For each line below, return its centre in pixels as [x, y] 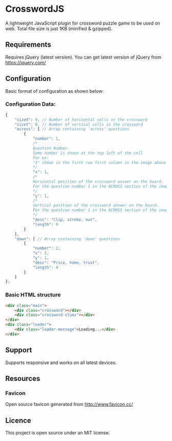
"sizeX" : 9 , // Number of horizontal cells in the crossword [81, 119]
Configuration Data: [30, 104]
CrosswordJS [35, 9]
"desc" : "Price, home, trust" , [66, 263]
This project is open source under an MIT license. [58, 433]
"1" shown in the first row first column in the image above [99, 163]
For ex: [41, 158]
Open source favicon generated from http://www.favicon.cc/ [69, 404]
